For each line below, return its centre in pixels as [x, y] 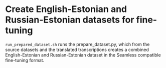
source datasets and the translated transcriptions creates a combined [77, 49]
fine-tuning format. [25, 60]
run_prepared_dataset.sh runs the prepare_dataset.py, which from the [77, 44]
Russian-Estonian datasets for [70, 20]
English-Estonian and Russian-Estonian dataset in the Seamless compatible [83, 55]
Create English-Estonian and [66, 9]
